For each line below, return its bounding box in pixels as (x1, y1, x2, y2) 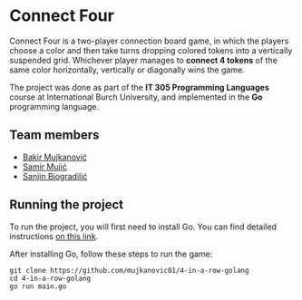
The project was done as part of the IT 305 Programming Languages (9, 82, 270, 92)
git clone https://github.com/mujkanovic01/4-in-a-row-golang (9, 266, 249, 275)
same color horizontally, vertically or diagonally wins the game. (9, 64, 245, 75)
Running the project (9, 197, 124, 213)
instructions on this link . (9, 230, 99, 241)
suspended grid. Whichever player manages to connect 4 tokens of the (9, 54, 278, 65)
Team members (9, 128, 100, 143)
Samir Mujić (22, 160, 68, 172)
